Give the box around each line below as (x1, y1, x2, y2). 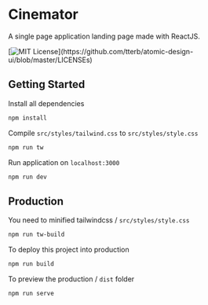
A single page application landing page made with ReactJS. (8, 31, 200, 41)
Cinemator (8, 6, 78, 24)
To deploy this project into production (8, 245, 130, 255)
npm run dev (8, 173, 47, 181)
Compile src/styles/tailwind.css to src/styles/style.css (8, 128, 199, 138)
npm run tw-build (8, 230, 65, 239)
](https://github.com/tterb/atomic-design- (57, 46, 194, 56)
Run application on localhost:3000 (8, 157, 120, 167)
